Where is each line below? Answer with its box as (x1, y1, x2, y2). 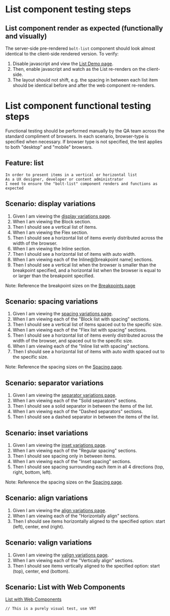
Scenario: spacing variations (5, 297, 98, 306)
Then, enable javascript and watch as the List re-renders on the (12, 66, 146, 72)
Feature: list (5, 159, 44, 168)
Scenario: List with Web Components (5, 583, 125, 592)
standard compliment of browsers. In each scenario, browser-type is (5, 133, 149, 139)
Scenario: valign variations (5, 539, 92, 547)
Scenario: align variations (5, 494, 88, 502)
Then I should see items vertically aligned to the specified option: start (12, 563, 160, 569)
